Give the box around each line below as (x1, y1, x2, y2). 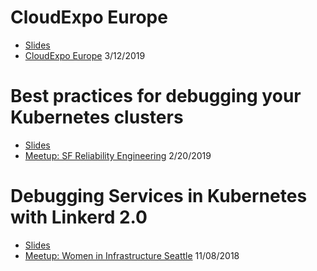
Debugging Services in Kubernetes (10, 185, 308, 208)
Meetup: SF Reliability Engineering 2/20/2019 (24, 149, 212, 161)
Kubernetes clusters (10, 106, 184, 129)
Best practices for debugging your (10, 85, 302, 108)
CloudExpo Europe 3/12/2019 (24, 49, 146, 61)
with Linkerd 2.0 (10, 206, 148, 229)
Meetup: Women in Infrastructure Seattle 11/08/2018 (24, 249, 240, 261)
